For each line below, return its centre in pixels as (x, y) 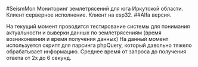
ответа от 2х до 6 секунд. (39, 58)
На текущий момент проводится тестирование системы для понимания (98, 26)
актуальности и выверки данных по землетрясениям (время (84, 33)
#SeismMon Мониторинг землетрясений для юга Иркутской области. (95, 9)
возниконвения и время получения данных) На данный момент (87, 39)
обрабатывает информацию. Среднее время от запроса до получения (96, 52)
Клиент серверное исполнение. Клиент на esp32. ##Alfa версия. (89, 15)
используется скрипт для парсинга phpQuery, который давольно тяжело (99, 45)
